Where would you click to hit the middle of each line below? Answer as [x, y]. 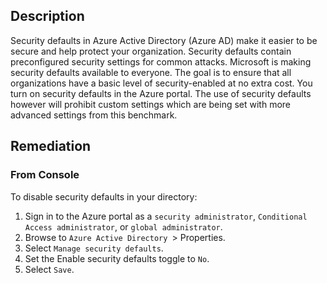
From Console [45, 175]
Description [47, 16]
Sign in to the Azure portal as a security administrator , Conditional [166, 216]
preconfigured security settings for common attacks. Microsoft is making [161, 61]
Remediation [51, 146]
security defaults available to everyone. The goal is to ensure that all [151, 72]
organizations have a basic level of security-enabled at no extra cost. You [161, 83]
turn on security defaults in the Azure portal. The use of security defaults [161, 93]
